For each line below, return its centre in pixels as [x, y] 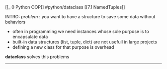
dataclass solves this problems [37, 57]
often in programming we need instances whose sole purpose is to [81, 31]
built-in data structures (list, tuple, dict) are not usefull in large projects [85, 42]
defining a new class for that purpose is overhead [63, 47]
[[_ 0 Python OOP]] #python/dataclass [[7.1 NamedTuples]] [65, 7]
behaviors [15, 22]
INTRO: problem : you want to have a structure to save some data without [80, 17]
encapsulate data [30, 37]
